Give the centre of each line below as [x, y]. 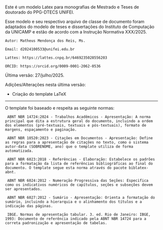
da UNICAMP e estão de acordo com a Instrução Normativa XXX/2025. [76, 32]
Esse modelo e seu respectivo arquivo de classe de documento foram [75, 22]
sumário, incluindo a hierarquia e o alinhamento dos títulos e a [73, 202]
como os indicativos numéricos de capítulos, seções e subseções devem [79, 185]
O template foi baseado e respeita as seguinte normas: [60, 108]
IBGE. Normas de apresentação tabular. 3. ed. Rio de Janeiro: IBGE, [79, 214]
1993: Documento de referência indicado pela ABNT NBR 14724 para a [76, 219]
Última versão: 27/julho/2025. [35, 75]
